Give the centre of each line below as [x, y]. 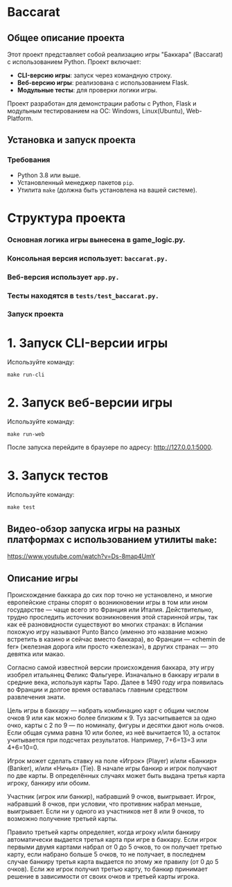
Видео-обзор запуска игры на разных [94, 529]
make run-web [26, 434]
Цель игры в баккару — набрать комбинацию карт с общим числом [108, 710]
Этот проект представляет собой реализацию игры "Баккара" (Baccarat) [115, 54]
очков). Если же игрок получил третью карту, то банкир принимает [107, 869]
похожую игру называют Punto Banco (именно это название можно [107, 632]
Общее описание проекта [66, 38]
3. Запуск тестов [58, 475]
